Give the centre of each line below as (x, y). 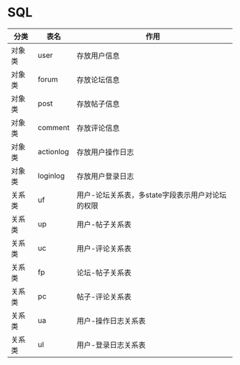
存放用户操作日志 (105, 152)
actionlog (54, 151)
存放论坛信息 (98, 79)
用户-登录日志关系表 (111, 345)
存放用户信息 (98, 56)
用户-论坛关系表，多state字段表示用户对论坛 (151, 195)
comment (54, 127)
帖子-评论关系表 (104, 296)
